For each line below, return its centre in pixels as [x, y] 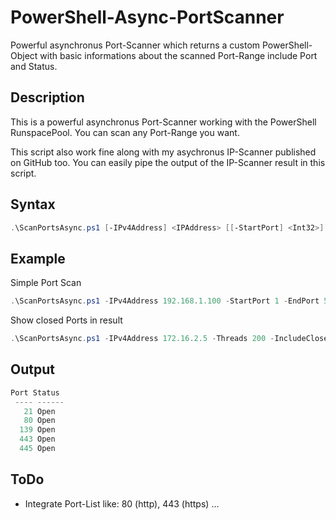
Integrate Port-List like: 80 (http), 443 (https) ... [122, 503]
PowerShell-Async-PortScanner [147, 17]
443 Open [37, 439]
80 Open [39, 421]
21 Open [39, 411]
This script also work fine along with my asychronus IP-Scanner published [163, 152]
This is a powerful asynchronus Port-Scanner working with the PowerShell [163, 122]
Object [24, 55]
